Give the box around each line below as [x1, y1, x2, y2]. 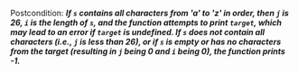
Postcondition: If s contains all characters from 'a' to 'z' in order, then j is [10, 8, 290, 18]
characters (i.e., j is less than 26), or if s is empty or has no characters [10, 36, 282, 47]
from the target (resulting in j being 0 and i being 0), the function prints [10, 46, 285, 57]
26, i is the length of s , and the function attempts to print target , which [10, 17, 283, 28]
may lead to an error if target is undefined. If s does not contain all [10, 27, 265, 37]
